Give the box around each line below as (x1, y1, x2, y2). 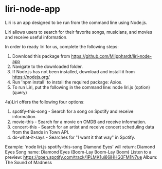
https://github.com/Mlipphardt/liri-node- (71, 53, 152, 59)
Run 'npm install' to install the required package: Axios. (12, 79, 123, 85)
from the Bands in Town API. (12, 129, 70, 135)
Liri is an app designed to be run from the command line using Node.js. (5, 20, 147, 25)
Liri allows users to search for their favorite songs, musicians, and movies (5, 29, 152, 35)
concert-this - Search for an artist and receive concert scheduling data (12, 124, 154, 130)
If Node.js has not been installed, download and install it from (12, 68, 135, 74)
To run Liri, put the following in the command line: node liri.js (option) (12, 84, 150, 90)
